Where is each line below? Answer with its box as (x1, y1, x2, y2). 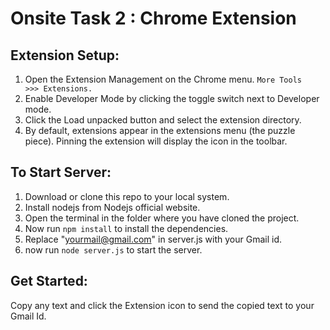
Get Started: (10, 273, 88, 290)
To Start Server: (10, 164, 112, 181)
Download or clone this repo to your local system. (24, 190, 230, 202)
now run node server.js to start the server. (24, 243, 203, 256)
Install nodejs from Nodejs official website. (24, 201, 201, 213)
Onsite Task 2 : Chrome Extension (10, 7, 297, 30)
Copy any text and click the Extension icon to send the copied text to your (10, 299, 315, 311)
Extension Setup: (10, 47, 120, 64)
